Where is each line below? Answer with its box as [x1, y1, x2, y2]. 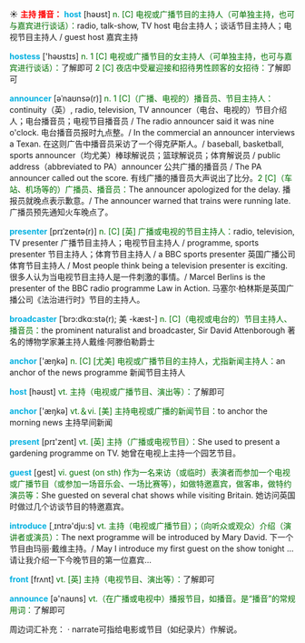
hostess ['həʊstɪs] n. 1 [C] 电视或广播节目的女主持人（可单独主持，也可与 [9, 51, 285, 62]
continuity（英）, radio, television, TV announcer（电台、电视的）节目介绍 [9, 105, 288, 115]
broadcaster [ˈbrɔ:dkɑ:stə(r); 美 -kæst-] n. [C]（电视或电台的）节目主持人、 [9, 314, 292, 324]
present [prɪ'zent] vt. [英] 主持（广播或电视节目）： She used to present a [9, 437, 280, 447]
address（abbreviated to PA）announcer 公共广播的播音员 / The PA [9, 161, 262, 172]
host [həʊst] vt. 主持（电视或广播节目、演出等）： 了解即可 [9, 387, 225, 397]
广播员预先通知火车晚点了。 [9, 206, 113, 217]
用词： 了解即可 [9, 605, 65, 615]
